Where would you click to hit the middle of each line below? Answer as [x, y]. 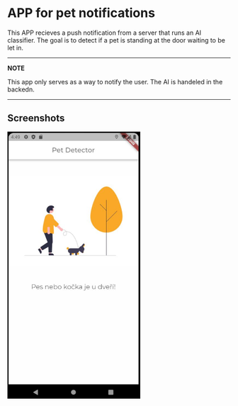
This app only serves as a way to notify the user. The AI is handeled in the [115, 81]
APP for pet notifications [81, 13]
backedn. [21, 89]
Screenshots [36, 118]
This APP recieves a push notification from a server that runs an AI [104, 33]
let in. [15, 47]
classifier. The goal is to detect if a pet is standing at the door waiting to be [116, 40]
